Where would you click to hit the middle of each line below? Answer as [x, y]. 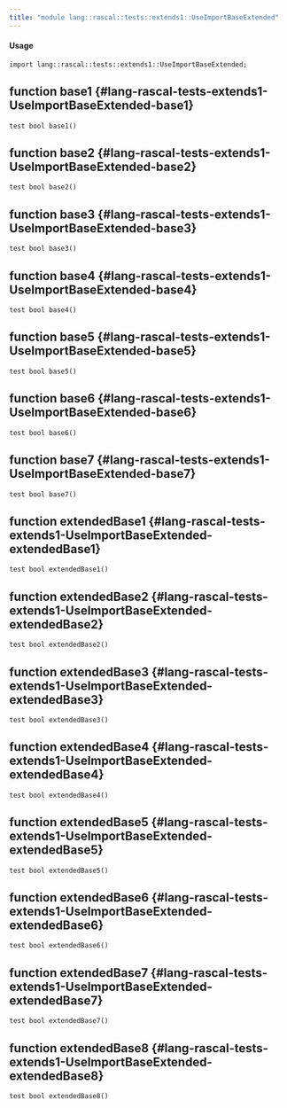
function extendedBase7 [79, 973]
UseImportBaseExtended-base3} [103, 228]
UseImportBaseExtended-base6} [103, 413]
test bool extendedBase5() [59, 870]
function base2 [52, 153]
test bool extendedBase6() [59, 946]
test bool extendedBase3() [59, 720]
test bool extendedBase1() [59, 570]
